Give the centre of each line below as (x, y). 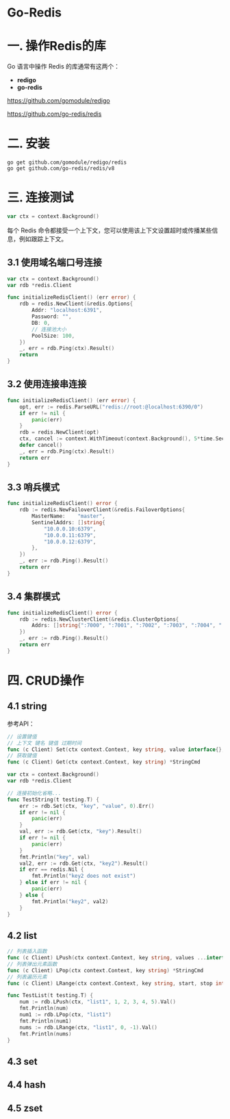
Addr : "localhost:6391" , (67, 310)
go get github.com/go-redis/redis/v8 (61, 169)
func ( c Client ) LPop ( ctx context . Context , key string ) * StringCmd (105, 970)
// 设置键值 (22, 737)
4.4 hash (26, 1085)
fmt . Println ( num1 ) (46, 1021)
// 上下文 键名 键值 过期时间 (44, 743)
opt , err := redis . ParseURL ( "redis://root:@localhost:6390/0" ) (112, 407)
